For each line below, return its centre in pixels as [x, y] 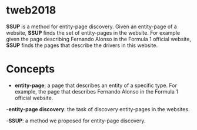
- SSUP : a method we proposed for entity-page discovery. [76, 121]
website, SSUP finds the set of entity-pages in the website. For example [93, 32]
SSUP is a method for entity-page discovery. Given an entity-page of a [92, 26]
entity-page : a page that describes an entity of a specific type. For [96, 85]
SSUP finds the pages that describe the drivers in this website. [82, 45]
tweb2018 [31, 10]
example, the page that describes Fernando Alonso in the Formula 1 [96, 91]
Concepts [30, 69]
